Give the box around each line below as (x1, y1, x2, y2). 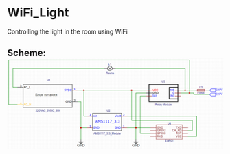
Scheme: (7, 47, 47, 59)
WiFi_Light (7, 5, 69, 21)
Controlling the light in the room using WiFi (7, 27, 128, 36)
